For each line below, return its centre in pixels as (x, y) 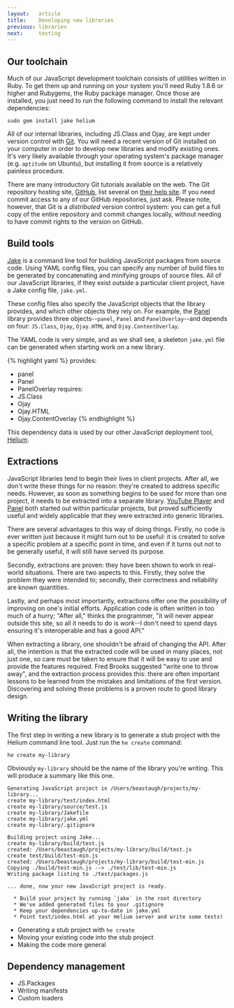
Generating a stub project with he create (76, 930)
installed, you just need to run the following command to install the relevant (115, 101)
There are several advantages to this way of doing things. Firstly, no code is (116, 529)
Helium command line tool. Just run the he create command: (95, 742)
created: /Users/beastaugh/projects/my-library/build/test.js (100, 849)
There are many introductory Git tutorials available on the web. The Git (109, 185)
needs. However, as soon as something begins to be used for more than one (117, 493)
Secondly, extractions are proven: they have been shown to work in (104, 565)
